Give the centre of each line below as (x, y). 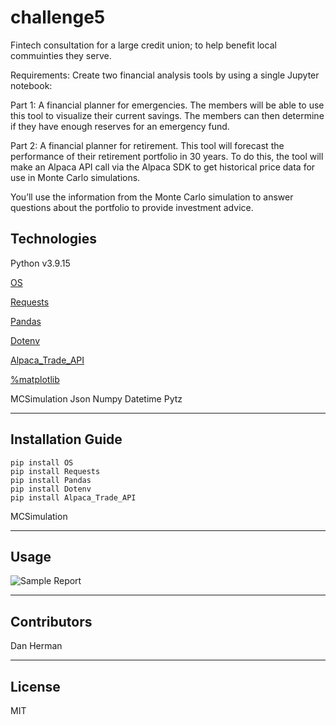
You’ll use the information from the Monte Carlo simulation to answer (152, 197)
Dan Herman (36, 646)
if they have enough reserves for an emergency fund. (120, 126)
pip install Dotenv (51, 489)
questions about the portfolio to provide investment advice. (132, 207)
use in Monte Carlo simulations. (75, 177)
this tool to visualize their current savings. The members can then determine (167, 115)
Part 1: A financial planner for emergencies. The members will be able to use (167, 105)
